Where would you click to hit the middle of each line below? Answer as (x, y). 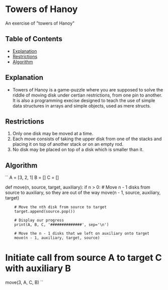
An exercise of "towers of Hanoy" (40, 23)
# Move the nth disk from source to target (61, 207)
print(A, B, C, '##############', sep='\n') (62, 225)
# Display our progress (39, 220)
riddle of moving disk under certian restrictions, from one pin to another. (87, 95)
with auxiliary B (38, 269)
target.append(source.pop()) (45, 212)
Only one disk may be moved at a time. (53, 134)
